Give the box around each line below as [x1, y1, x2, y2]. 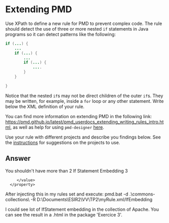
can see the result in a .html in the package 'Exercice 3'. [5, 211, 123, 217]
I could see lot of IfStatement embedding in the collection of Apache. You [5, 206, 159, 212]
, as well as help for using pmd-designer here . [10, 124, 104, 130]
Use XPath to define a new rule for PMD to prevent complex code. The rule [5, 20, 162, 26]
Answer [5, 154, 31, 163]
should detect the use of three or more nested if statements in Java [5, 25, 149, 32]
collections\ [5, 196, 30, 202]
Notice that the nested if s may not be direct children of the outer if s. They [5, 93, 163, 99]
